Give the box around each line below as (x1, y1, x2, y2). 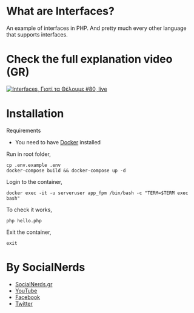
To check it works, (6, 206, 53, 213)
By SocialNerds (6, 261, 85, 274)
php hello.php (6, 217, 42, 223)
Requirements (6, 127, 41, 134)
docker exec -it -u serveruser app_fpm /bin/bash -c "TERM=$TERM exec (6, 190, 189, 196)
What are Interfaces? (6, 4, 115, 18)
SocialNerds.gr (15, 280, 53, 287)
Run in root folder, (6, 150, 52, 158)
